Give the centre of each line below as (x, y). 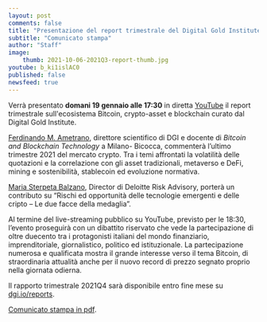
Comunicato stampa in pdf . (52, 309)
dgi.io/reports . (31, 294)
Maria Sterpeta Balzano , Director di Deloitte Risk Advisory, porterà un (122, 187)
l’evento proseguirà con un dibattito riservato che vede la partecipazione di (131, 227)
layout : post (30, 16)
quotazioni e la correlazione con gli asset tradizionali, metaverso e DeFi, (126, 163)
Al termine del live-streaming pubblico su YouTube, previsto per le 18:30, (127, 219)
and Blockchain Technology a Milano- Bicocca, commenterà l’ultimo (120, 146)
